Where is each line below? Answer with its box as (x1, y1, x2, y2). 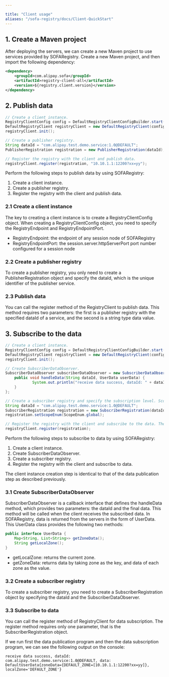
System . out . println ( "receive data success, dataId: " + (32, 380, 152, 385)
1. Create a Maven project (5, 35, 87, 43)
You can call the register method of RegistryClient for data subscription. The (5, 618, 163, 624)
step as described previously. (5, 476, 66, 482)
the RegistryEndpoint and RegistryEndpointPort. (5, 225, 105, 231)
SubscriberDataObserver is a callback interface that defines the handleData (5, 500, 162, 506)
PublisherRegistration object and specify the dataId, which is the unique (5, 275, 154, 281)
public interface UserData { (5, 531, 66, 536)
